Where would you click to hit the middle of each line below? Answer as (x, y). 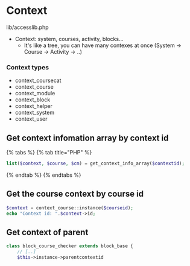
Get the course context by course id (75, 194)
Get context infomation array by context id (87, 138)
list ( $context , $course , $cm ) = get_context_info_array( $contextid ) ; (96, 163)
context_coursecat (38, 81)
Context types (28, 67)
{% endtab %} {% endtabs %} (44, 175)
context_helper (33, 106)
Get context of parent (47, 232)
